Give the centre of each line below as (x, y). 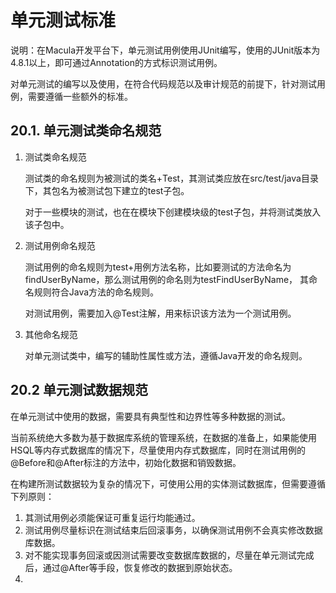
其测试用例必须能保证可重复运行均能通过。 (112, 517)
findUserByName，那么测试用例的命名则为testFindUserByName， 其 (167, 279)
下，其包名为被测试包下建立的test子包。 (107, 190)
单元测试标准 (63, 20)
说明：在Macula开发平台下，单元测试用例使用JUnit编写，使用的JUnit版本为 (165, 50)
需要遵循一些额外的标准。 (80, 96)
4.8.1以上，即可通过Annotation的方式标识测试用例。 (116, 62)
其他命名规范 (51, 334)
